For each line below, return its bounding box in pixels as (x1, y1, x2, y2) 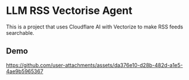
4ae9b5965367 (6, 68, 44, 75)
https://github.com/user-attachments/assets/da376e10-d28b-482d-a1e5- (6, 61, 183, 68)
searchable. (6, 29, 34, 36)
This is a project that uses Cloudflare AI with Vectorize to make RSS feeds (6, 23, 184, 30)
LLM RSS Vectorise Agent (6, 4, 132, 17)
